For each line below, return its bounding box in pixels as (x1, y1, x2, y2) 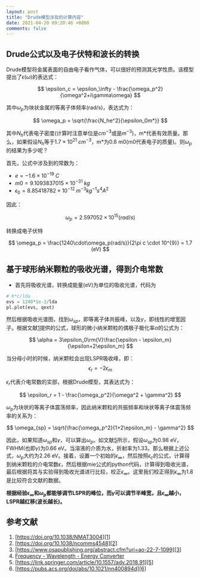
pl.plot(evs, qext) (6, 304, 55, 310)
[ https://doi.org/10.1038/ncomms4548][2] (14, 539, 118, 546)
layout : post (6, 8, 39, 15)
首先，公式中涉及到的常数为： (6, 159, 79, 166)
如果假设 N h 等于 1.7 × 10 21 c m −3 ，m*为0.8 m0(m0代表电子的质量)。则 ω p (16, 137, 192, 147)
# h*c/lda (6, 293, 31, 299)
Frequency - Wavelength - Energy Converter (14, 552, 125, 560)
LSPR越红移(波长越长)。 (6, 497, 66, 505)
